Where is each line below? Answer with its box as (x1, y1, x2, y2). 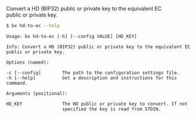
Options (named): (6, 59, 49, 65)
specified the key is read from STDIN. (62, 106, 161, 112)
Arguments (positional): (6, 90, 68, 97)
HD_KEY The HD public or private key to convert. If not (6, 101, 188, 107)
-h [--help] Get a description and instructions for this (6, 75, 178, 81)
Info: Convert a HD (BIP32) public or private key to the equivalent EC (6, 44, 191, 50)
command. (6, 80, 28, 86)
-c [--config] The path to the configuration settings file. (6, 69, 180, 76)
